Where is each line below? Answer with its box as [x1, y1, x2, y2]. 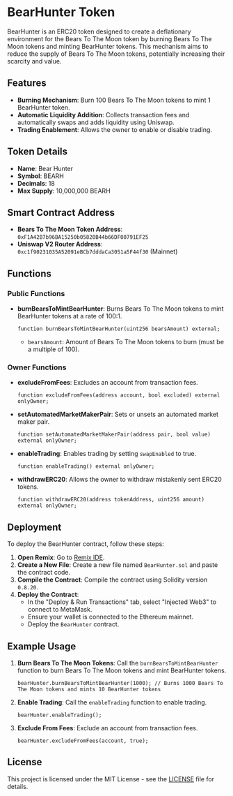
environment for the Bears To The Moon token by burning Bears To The [7, 34, 212, 43]
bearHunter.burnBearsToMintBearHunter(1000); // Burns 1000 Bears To [17, 679, 224, 686]
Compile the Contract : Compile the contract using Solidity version [17, 575, 208, 584]
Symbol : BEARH [17, 172, 64, 180]
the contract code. [17, 568, 71, 577]
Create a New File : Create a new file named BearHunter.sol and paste [17, 561, 218, 569]
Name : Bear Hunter [17, 164, 74, 172]
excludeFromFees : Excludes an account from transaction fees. [17, 378, 198, 387]
